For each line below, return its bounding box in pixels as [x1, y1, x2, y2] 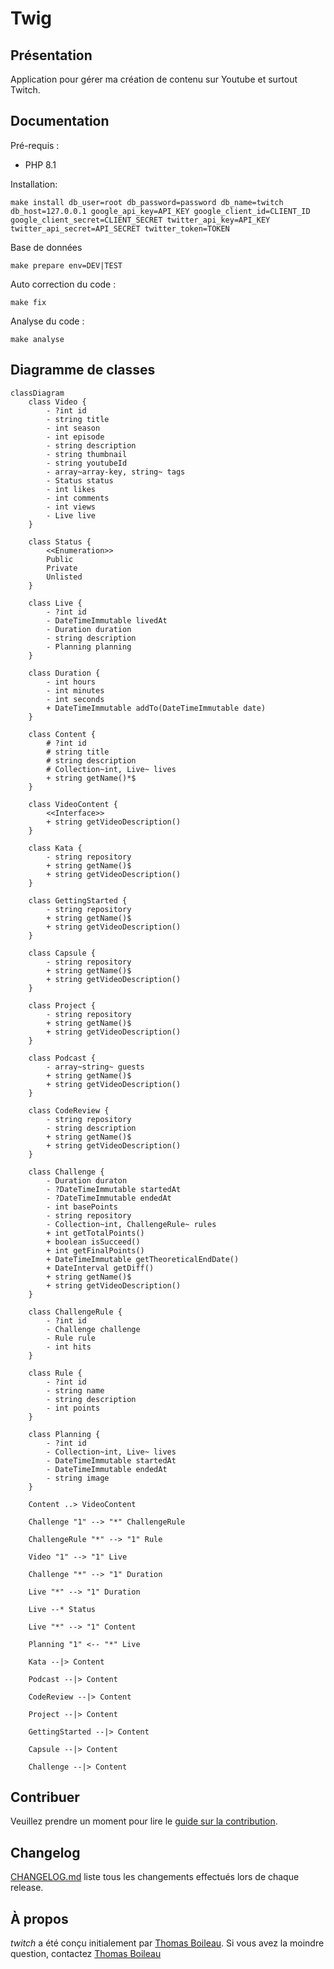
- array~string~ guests [46, 1062, 145, 1072]
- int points [46, 1403, 101, 1413]
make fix [10, 297, 47, 307]
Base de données [10, 241, 83, 253]
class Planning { [28, 1429, 101, 1439]
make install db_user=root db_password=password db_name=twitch [10, 197, 284, 207]
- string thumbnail [46, 449, 128, 459]
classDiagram [10, 388, 65, 398]
